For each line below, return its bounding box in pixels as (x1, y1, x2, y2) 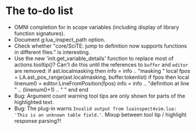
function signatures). (14, 29, 66, 36)
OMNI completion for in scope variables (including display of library (14, 24, 179, 31)
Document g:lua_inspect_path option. (14, 36, 106, 43)
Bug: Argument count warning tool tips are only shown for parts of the (14, 92, 185, 99)
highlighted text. (14, 98, 54, 105)
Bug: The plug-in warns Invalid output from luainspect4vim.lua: (14, 105, 177, 112)
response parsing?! (14, 117, 62, 124)
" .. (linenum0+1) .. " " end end (14, 86, 89, 93)
